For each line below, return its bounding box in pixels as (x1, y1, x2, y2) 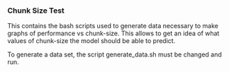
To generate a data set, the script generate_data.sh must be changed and (7, 50, 222, 59)
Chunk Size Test (7, 6, 65, 16)
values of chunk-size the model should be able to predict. (7, 37, 176, 45)
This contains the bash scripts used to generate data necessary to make (7, 22, 218, 30)
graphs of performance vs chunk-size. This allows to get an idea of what (7, 29, 220, 37)
